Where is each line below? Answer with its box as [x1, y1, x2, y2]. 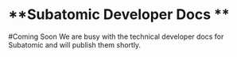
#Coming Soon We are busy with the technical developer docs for [8, 32, 224, 41]
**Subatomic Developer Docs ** [8, 6, 231, 24]
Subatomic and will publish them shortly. [8, 40, 142, 49]
